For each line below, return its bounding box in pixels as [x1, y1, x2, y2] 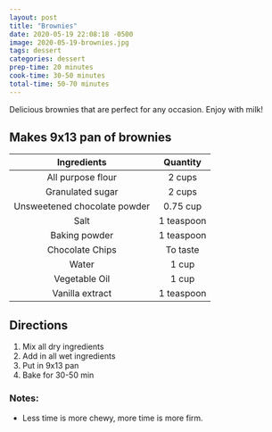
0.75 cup [163, 200, 202, 212]
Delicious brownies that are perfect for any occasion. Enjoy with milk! [9, 104, 264, 114]
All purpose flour [46, 171, 118, 184]
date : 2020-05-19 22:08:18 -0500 [9, 29, 134, 38]
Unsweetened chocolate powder [13, 200, 151, 212]
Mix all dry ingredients [21, 341, 104, 353]
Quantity [163, 156, 202, 169]
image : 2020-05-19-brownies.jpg [9, 37, 129, 47]
